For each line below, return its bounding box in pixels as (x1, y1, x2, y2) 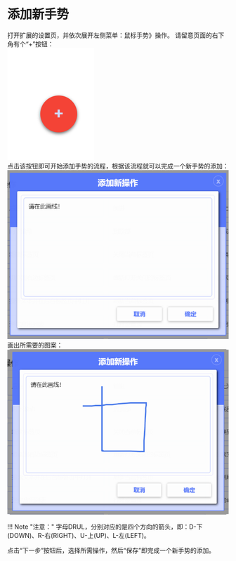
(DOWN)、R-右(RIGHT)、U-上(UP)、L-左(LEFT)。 (7, 532, 151, 540)
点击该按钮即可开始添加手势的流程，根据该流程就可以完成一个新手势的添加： (7, 161, 229, 170)
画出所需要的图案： (7, 341, 63, 350)
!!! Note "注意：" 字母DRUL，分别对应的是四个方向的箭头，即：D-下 (7, 522, 203, 531)
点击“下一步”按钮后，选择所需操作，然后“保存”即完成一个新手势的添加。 (7, 546, 216, 555)
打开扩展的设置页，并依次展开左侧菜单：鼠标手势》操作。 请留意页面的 (7, 31, 212, 39)
